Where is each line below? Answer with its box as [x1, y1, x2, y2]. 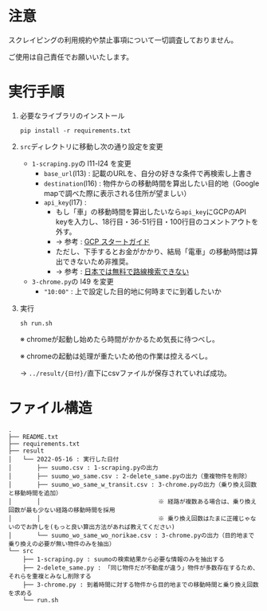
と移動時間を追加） [8, 489, 62, 497]
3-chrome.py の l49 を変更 [31, 276, 114, 286]
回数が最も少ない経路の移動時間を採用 [8, 506, 116, 514]
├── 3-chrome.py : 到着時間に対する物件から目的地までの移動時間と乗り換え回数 [22, 581, 259, 589]
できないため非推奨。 [62, 257, 133, 266]
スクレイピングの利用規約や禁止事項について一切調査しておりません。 [8, 35, 238, 45]
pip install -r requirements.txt [19, 127, 132, 135]
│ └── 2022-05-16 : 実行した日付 [8, 455, 120, 463]
